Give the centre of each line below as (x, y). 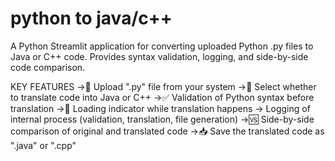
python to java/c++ (91, 18)
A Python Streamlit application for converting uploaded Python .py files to (162, 46)
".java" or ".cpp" (43, 145)
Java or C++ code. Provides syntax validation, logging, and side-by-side (159, 56)
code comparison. (48, 67)
